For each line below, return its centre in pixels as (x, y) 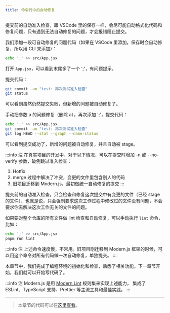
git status (17, 94)
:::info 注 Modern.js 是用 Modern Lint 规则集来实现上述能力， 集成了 (76, 283)
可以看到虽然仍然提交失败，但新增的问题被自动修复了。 (63, 104)
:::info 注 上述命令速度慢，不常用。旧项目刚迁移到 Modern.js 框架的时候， (82, 249)
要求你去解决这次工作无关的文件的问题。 (47, 207)
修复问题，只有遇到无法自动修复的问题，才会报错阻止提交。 (67, 31)
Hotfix (19, 171)
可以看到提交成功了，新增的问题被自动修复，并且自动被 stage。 (72, 144)
